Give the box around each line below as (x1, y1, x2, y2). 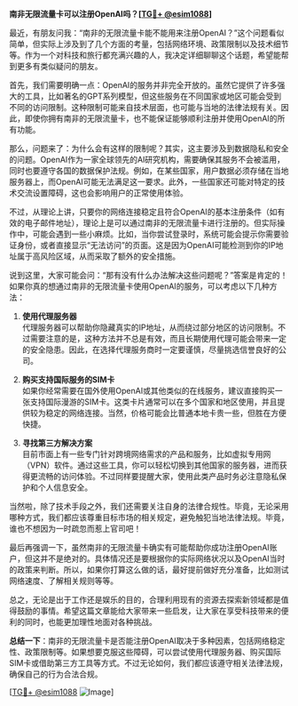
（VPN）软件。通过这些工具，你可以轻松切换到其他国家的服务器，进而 (21, 460, 279, 470)
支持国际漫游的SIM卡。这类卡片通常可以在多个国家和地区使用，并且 (29, 397, 278, 407)
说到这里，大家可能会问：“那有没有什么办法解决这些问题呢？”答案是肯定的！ (9, 270, 288, 280)
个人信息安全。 (37, 482, 93, 493)
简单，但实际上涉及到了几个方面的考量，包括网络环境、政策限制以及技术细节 (9, 39, 289, 49)
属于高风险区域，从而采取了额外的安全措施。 (16, 251, 180, 261)
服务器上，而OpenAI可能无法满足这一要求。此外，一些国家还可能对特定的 (9, 177, 278, 187)
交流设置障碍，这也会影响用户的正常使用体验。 (16, 188, 188, 198)
